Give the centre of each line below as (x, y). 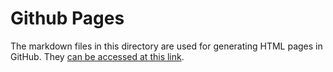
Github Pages (67, 18)
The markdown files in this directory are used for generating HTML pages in (166, 46)
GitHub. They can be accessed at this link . (97, 56)
